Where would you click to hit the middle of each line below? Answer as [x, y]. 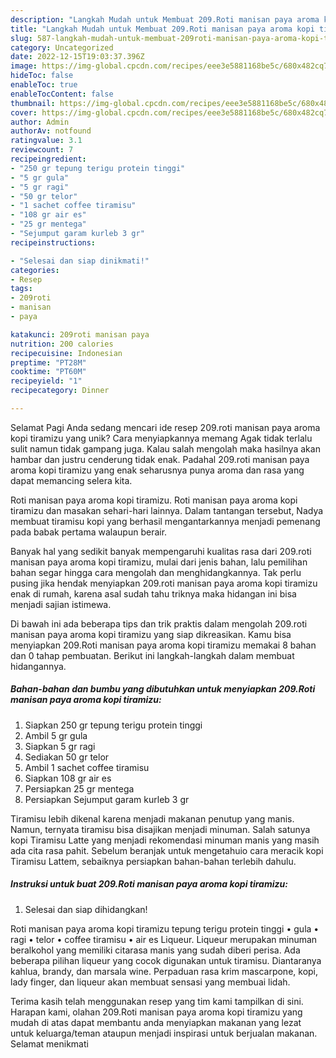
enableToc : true [44, 85]
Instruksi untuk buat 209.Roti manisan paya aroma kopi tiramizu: [149, 884]
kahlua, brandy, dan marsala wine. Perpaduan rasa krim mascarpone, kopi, [164, 971]
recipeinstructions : [53, 242]
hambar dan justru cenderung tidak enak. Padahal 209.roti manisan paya [160, 459]
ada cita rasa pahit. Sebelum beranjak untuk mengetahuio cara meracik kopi [167, 850]
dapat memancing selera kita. [71, 480]
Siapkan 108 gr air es [68, 778]
